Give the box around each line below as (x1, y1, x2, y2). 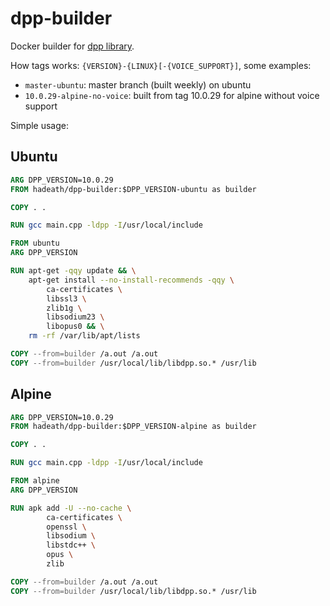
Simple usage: (10, 119, 70, 131)
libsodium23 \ (46, 312, 105, 322)
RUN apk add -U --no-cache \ (10, 503, 132, 513)
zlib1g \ (46, 303, 83, 313)
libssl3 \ (46, 293, 87, 304)
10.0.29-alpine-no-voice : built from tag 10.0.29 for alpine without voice (24, 89, 320, 101)
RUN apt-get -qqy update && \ (10, 266, 137, 276)
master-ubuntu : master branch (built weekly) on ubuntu (24, 78, 252, 91)
